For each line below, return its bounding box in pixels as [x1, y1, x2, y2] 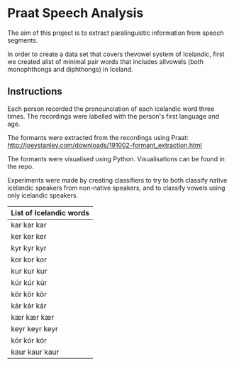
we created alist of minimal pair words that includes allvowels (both [7, 57, 204, 65]
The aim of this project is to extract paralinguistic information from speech [7, 28, 225, 37]
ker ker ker [11, 231, 47, 241]
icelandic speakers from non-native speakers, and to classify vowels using [7, 183, 225, 192]
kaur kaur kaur [11, 347, 60, 357]
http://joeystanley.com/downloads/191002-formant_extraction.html [7, 141, 202, 149]
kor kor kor [11, 254, 48, 264]
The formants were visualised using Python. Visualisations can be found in [7, 154, 225, 163]
